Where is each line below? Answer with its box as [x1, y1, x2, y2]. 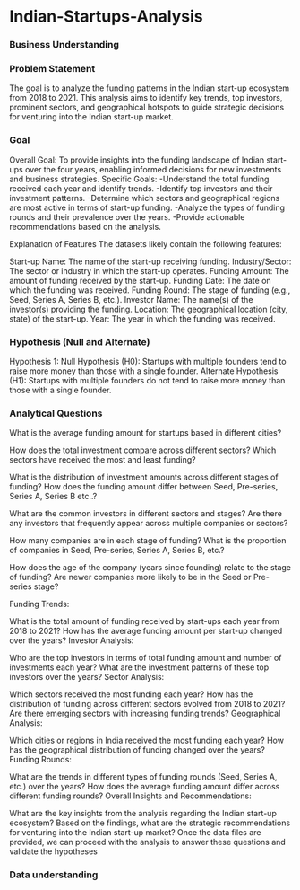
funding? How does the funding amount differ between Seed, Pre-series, [9, 481, 279, 492]
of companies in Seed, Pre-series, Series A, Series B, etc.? [9, 545, 225, 556]
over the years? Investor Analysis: [9, 635, 134, 646]
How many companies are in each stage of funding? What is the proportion [9, 535, 287, 546]
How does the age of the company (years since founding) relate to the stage [9, 562, 292, 573]
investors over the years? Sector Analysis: [9, 672, 165, 683]
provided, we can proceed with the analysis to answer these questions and [9, 837, 287, 848]
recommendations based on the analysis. [9, 221, 161, 232]
